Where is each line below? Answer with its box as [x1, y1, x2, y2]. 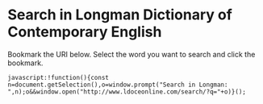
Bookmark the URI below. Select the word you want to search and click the [7, 49, 256, 59]
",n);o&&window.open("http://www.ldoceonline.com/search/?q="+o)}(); [7, 87, 247, 96]
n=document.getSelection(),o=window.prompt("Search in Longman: [7, 81, 228, 89]
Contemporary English [7, 23, 162, 41]
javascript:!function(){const [7, 73, 110, 81]
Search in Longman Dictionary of [7, 6, 233, 24]
